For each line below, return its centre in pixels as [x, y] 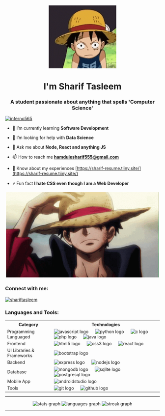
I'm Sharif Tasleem [82, 87]
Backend [16, 362]
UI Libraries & [21, 350]
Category [28, 325]
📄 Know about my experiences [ [44, 168]
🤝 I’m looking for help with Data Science [53, 138]
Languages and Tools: [32, 312]
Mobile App [19, 381]
